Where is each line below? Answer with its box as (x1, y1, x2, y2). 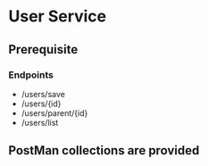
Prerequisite (8, 42, 79, 57)
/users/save (21, 88, 66, 99)
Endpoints (8, 69, 54, 81)
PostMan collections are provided (8, 143, 200, 158)
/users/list (21, 117, 59, 128)
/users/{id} (21, 98, 62, 109)
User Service (8, 6, 107, 27)
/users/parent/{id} (21, 107, 88, 118)
